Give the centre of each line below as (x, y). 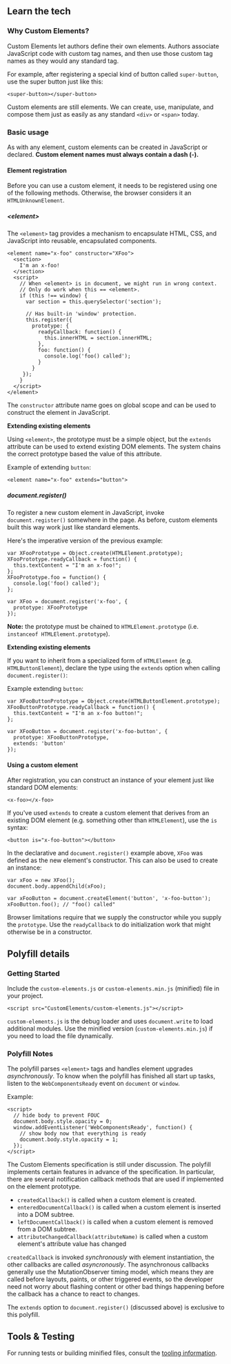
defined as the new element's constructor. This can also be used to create (113, 860)
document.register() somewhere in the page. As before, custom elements (112, 520)
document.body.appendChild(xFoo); (57, 886)
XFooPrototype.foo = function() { (57, 578)
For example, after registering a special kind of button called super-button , (113, 74)
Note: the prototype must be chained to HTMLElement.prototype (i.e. (103, 627)
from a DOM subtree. (47, 1229)
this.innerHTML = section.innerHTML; (98, 338)
